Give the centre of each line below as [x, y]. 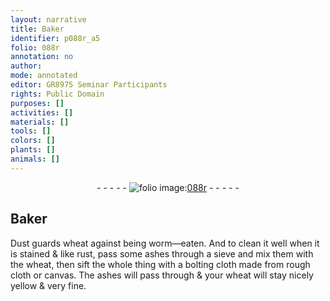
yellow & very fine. [48, 285]
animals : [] [35, 159]
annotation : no [42, 57]
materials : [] [40, 122]
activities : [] [42, 112]
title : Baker [37, 29]
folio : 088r [35, 47]
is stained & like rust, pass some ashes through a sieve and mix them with [162, 253]
